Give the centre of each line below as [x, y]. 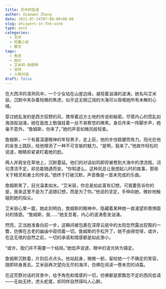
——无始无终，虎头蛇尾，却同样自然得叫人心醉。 [55, 281]
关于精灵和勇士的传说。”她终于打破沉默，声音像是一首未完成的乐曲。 [74, 174]
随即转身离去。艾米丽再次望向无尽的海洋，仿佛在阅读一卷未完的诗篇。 [77, 264]
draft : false [19, 79]
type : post [16, 28]
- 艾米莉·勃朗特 [24, 65]
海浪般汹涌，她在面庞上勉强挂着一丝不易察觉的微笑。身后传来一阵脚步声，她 [83, 122]
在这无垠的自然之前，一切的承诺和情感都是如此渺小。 [59, 237]
